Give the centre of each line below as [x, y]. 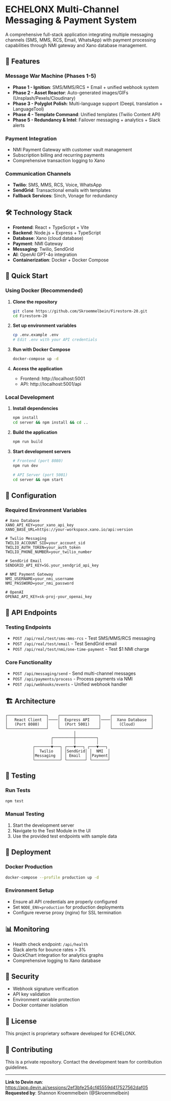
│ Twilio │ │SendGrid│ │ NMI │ [71, 751]
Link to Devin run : [24, 1082]
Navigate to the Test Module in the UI [52, 830]
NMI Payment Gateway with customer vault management [72, 149]
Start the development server [44, 825]
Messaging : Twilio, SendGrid [43, 249]
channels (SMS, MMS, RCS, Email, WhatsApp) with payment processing [81, 40]
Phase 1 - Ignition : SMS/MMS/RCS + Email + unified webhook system [86, 87]
